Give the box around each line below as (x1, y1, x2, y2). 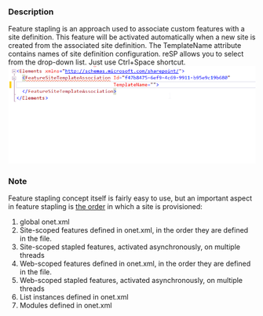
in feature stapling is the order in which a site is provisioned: (8, 202, 203, 211)
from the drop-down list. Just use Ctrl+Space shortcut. (8, 57, 186, 67)
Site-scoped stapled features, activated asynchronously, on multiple (19, 242, 241, 252)
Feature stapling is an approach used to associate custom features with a (8, 24, 245, 34)
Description (8, 6, 54, 17)
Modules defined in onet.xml (19, 301, 112, 310)
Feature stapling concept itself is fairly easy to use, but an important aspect (8, 193, 253, 203)
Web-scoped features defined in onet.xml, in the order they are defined (19, 259, 251, 269)
